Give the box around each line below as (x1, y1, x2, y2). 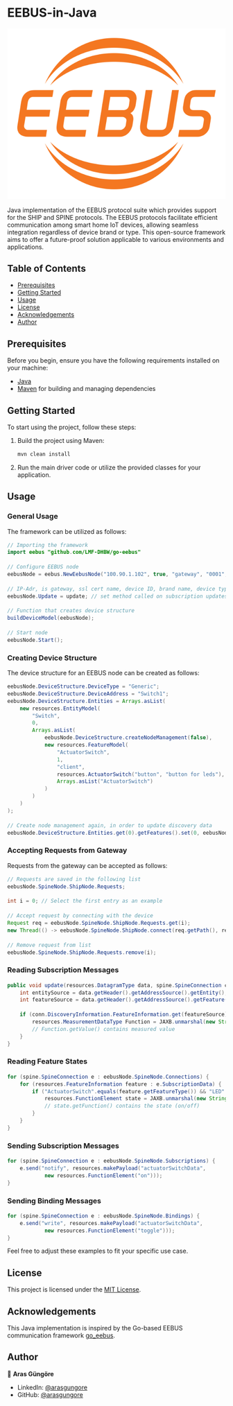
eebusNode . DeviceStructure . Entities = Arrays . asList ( (7, 697, 166, 704)
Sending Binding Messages (7, 1196, 102, 1206)
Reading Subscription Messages (7, 965, 119, 975)
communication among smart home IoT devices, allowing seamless (7, 220, 199, 229)
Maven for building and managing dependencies (17, 385, 156, 393)
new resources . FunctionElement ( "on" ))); (44, 1172, 163, 1179)
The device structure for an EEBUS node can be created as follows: (7, 669, 200, 677)
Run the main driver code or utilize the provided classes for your (17, 463, 201, 471)
